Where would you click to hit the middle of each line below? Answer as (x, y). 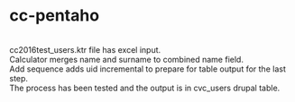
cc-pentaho (55, 16)
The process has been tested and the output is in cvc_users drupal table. (145, 88)
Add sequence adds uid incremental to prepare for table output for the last (147, 69)
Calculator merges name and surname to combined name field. (126, 59)
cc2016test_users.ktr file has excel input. (85, 49)
